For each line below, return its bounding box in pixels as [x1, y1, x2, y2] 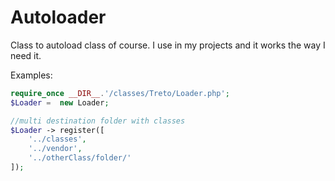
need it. [10, 49, 42, 61]
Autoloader [10, 6, 107, 29]
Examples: [10, 69, 53, 81]
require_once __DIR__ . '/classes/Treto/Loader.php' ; [10, 88, 230, 98]
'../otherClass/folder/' [28, 153, 132, 163]
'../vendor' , [28, 144, 83, 154]
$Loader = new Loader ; [10, 97, 110, 108]
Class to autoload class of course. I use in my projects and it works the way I [10, 39, 326, 51]
